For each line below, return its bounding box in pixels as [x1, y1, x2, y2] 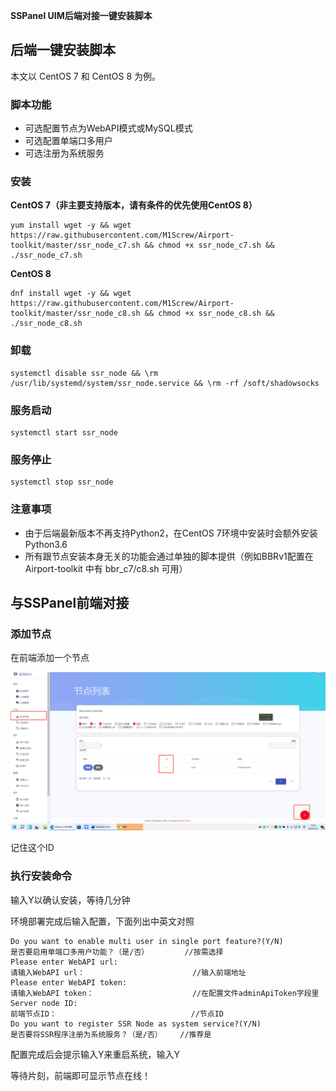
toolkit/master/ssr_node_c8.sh [10, 309, 141, 319]
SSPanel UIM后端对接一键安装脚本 [10, 10, 153, 21]
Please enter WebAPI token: [10, 977, 128, 988]
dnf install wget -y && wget [10, 289, 132, 299]
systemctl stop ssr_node [10, 477, 114, 488]
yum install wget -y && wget [10, 220, 132, 231]
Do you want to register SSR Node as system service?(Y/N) [10, 1019, 262, 1029]
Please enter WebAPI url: [10, 957, 118, 967]
